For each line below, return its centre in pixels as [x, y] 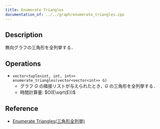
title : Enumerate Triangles [35, 10]
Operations [23, 63]
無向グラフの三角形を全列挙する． [40, 48]
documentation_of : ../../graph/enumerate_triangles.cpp [65, 15]
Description [24, 35]
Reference [22, 108]
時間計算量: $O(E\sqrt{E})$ [48, 92]
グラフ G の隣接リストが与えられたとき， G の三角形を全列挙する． [89, 86]
